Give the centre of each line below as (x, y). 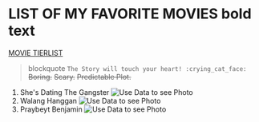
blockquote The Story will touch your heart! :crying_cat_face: (137, 68)
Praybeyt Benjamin (51, 109)
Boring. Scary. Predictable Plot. (79, 77)
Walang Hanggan (49, 100)
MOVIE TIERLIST (36, 53)
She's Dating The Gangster (65, 92)
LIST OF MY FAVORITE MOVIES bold (130, 14)
